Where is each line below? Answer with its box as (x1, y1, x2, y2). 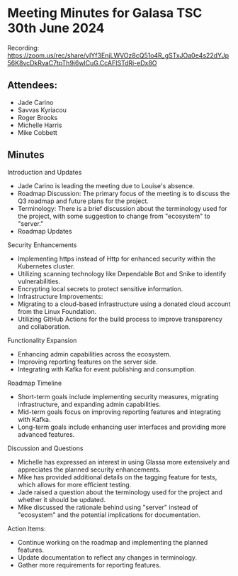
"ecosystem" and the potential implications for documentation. (17, 510, 200, 519)
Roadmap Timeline (7, 379, 62, 387)
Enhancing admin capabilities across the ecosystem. (17, 349, 171, 358)
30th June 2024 (7, 20, 105, 36)
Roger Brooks (17, 113, 58, 121)
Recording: (7, 43, 40, 52)
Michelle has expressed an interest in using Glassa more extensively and (17, 457, 230, 466)
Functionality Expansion (7, 336, 77, 344)
